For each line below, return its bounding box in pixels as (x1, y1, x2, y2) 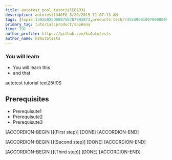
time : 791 (5, 27, 27, 32)
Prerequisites (5, 95, 49, 103)
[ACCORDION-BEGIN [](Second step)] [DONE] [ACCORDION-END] (5, 139, 146, 145)
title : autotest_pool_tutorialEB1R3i (5, 7, 86, 13)
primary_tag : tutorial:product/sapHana (5, 21, 91, 27)
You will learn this (12, 64, 50, 71)
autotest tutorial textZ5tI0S (5, 80, 62, 86)
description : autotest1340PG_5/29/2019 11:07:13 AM (5, 12, 118, 17)
